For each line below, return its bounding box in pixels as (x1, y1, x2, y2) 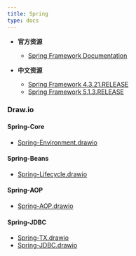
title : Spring (7, 10, 49, 18)
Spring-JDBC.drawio (17, 241, 78, 250)
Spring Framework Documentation (27, 51, 128, 60)
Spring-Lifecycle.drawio (17, 170, 88, 178)
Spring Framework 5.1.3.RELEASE (27, 87, 124, 96)
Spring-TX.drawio (17, 233, 69, 242)
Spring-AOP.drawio (17, 202, 74, 210)
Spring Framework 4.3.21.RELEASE (27, 80, 129, 88)
